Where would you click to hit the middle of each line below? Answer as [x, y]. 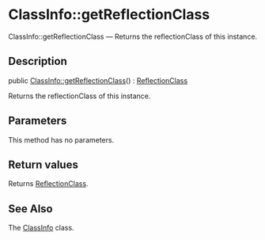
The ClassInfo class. [41, 228]
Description [38, 61]
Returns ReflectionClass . [48, 184]
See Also [30, 209]
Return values [44, 164]
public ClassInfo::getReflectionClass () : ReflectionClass [98, 80]
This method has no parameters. [61, 139]
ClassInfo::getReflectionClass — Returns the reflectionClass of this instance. [133, 36]
